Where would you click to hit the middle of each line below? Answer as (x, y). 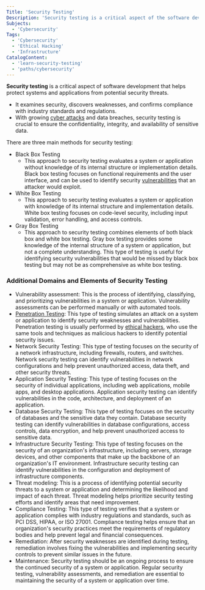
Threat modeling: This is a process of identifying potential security (99, 483)
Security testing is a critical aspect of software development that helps (96, 86)
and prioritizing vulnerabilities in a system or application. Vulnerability (103, 301)
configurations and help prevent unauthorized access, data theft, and (102, 365)
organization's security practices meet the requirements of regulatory (103, 528)
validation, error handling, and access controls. (83, 219)
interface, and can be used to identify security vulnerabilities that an (110, 181)
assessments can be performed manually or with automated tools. (98, 307)
